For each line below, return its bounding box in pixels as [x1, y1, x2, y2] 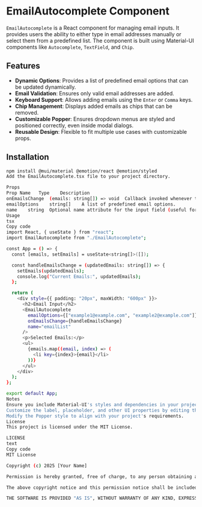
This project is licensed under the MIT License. [6, 424, 133, 430]
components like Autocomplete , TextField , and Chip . [6, 43, 134, 51]
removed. [14, 109, 39, 116]
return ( [11, 290, 34, 296]
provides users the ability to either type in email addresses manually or [6, 30, 182, 37]
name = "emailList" [28, 324, 71, 330]
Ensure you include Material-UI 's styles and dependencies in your [6, 402, 179, 408]
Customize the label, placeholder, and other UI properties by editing [6, 407, 189, 414]
